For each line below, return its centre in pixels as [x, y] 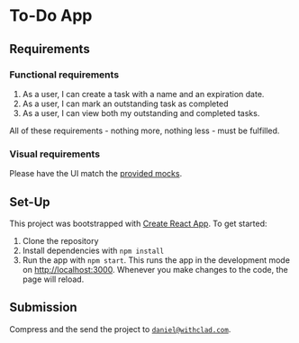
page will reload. [53, 279]
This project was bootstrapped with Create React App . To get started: [138, 223]
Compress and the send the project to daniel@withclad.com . [120, 329]
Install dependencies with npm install [93, 250]
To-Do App [51, 16]
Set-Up [30, 202]
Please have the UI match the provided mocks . [96, 174]
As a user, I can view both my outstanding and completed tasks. [141, 113]
